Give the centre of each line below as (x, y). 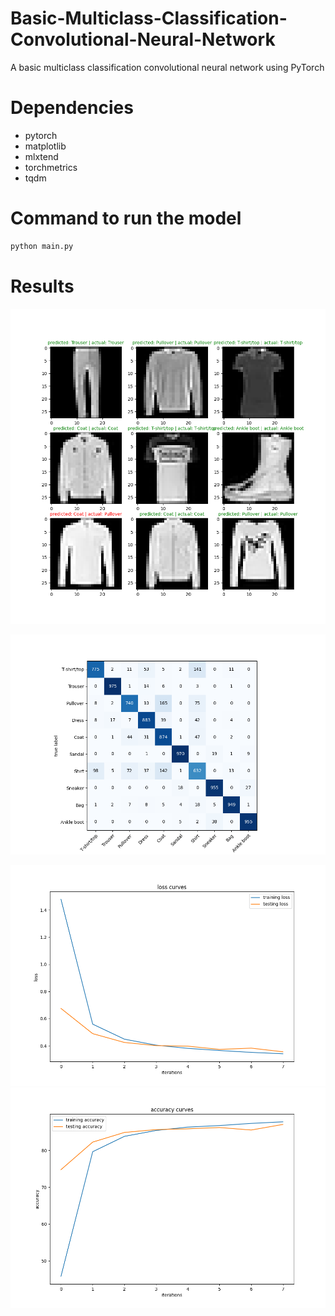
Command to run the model (126, 218)
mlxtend (41, 156)
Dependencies (72, 108)
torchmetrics (51, 167)
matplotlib (45, 146)
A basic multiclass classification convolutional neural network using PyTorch (167, 67)
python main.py (42, 246)
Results (42, 286)
